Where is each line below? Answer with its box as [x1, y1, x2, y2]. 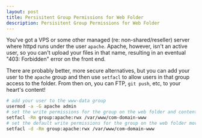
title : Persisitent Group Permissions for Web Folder [6, 14, 144, 20]
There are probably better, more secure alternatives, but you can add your [6, 67, 191, 74]
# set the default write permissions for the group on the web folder [6, 120, 187, 126]
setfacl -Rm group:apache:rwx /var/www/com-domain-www [6, 115, 147, 121]
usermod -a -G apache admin [6, 103, 77, 110]
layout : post [6, 8, 39, 15]
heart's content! [6, 86, 46, 94]
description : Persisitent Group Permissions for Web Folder [6, 20, 161, 26]
